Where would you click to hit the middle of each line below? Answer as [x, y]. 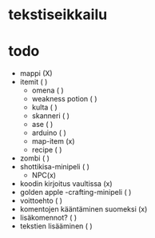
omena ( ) [48, 90]
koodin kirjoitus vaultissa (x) [66, 184]
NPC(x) [44, 175]
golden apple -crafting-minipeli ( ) [76, 192]
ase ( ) [42, 125]
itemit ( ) [34, 82]
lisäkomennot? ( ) [48, 218]
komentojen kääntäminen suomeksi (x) [83, 209]
